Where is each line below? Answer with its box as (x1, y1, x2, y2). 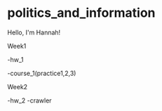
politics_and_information (7, 5, 156, 21)
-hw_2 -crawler (7, 96, 52, 105)
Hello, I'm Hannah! (7, 28, 61, 37)
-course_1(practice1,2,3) (7, 69, 76, 77)
